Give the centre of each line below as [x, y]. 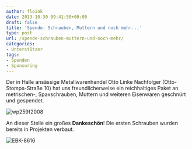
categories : [20, 44]
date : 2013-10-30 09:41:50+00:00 [47, 17]
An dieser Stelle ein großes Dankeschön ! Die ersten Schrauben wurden [92, 123]
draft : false [22, 22]
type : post [19, 33]
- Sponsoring [22, 65]
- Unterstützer [25, 49]
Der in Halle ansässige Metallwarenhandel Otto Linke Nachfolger [84, 82]
